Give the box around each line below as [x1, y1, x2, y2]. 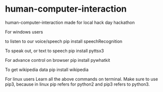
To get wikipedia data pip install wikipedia [5, 67, 89, 73]
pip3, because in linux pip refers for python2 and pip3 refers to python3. [5, 81, 150, 87]
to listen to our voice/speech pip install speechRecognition [5, 38, 123, 44]
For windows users [5, 29, 43, 35]
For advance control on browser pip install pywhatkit [5, 57, 110, 63]
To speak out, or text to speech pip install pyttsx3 [5, 48, 104, 54]
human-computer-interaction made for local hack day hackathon [5, 19, 135, 25]
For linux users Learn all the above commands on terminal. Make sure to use [5, 76, 158, 82]
